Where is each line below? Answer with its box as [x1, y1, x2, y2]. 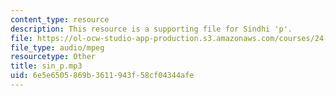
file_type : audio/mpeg [10, 42, 105, 53]
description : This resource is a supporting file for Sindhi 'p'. [10, 24, 293, 34]
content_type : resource [10, 14, 110, 25]
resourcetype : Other [10, 52, 97, 62]
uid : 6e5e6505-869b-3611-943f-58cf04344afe [10, 71, 195, 81]
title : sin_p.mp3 [10, 61, 83, 71]
